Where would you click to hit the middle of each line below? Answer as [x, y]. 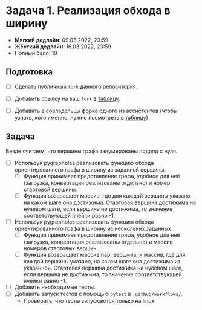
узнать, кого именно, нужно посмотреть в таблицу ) [81, 117]
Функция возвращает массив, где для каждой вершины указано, [108, 195]
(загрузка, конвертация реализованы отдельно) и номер [97, 182]
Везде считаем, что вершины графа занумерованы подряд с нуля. [92, 151]
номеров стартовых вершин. [61, 248]
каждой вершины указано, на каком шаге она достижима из [102, 262]
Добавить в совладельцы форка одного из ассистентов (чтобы [96, 111]
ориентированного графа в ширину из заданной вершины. [90, 169]
